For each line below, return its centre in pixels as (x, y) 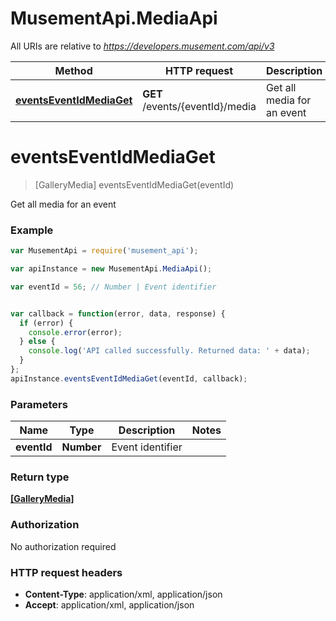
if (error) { (46, 323)
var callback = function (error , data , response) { (118, 313)
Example (32, 230)
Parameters (39, 404)
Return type (40, 477)
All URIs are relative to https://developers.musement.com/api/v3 (142, 46)
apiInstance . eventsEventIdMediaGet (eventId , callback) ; (129, 378)
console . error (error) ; (75, 332)
